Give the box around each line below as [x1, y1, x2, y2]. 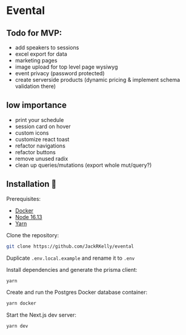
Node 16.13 [15, 213, 42, 220]
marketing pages [15, 57, 58, 64]
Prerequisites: [6, 195, 41, 202]
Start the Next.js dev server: [6, 311, 77, 319]
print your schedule [15, 116, 64, 123]
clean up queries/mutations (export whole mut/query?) [15, 161, 152, 169]
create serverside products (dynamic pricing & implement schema [15, 76, 181, 83]
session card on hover [15, 123, 71, 130]
